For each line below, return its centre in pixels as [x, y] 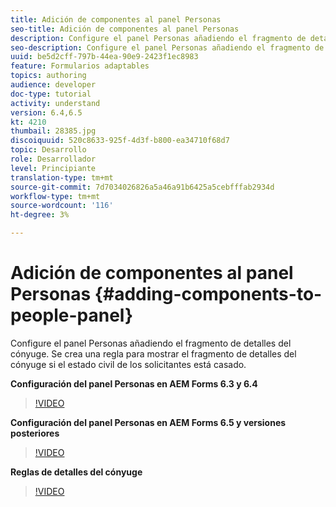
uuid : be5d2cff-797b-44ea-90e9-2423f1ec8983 [104, 57]
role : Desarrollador [53, 159]
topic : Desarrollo [48, 150]
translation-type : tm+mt [62, 177]
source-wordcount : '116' [62, 206]
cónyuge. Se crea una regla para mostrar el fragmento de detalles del [153, 353]
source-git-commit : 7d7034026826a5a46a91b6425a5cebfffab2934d [142, 187]
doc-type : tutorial [51, 94]
